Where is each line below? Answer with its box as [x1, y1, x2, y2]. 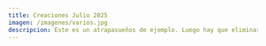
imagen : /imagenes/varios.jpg [8, 19, 108, 27]
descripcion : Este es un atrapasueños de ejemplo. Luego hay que [8, 26, 228, 34]
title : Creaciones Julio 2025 [8, 11, 108, 19]
